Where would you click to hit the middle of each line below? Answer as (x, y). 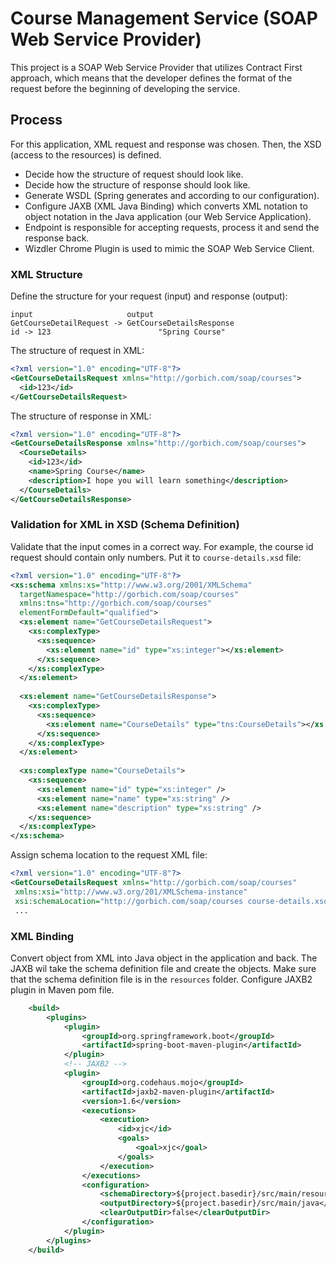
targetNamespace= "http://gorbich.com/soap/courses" (129, 594)
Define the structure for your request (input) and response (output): (149, 296)
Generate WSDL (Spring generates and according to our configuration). (172, 195)
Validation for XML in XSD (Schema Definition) (125, 525)
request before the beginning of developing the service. (125, 88)
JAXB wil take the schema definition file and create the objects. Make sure (163, 968)
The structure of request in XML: (77, 351)
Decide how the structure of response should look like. (137, 184)
